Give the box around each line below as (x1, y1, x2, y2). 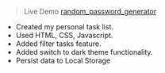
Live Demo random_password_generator (23, 7, 157, 16)
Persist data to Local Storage (15, 56, 111, 65)
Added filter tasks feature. (15, 39, 102, 48)
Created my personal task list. (15, 22, 113, 31)
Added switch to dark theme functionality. (15, 48, 153, 56)
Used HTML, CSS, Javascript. (15, 31, 113, 40)
